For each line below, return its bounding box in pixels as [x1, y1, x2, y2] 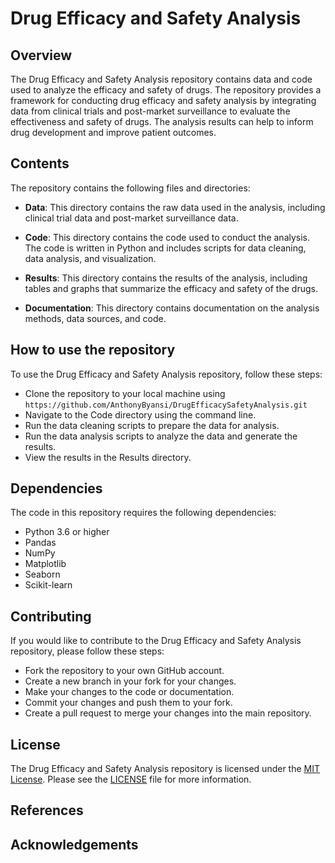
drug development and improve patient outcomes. [10, 127, 217, 138]
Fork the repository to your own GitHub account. [24, 665, 225, 677]
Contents [10, 155, 70, 172]
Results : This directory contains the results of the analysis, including [24, 272, 308, 284]
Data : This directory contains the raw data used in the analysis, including [24, 201, 326, 213]
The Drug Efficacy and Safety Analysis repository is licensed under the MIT [10, 763, 321, 775]
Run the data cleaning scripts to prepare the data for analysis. [24, 419, 280, 431]
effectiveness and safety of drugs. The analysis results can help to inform [10, 116, 314, 127]
